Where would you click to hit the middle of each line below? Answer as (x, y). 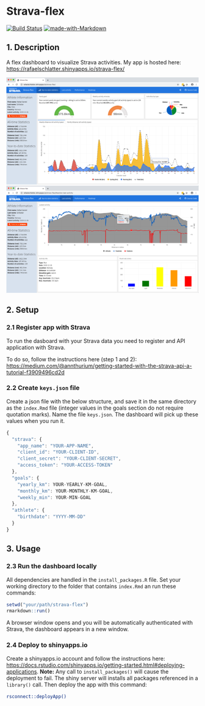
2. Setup (23, 310)
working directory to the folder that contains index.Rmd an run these (91, 586)
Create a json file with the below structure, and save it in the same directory (101, 401)
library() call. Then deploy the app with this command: (77, 685)
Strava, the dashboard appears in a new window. (68, 629)
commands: (21, 593)
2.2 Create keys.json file (43, 388)
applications (22, 671)
